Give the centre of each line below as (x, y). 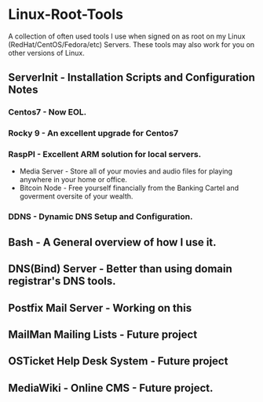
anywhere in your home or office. (73, 180)
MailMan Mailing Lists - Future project (103, 334)
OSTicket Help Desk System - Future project (118, 362)
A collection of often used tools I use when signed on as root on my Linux (127, 36)
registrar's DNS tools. (62, 281)
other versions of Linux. (46, 53)
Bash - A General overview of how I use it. (113, 242)
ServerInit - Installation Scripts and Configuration (131, 77)
